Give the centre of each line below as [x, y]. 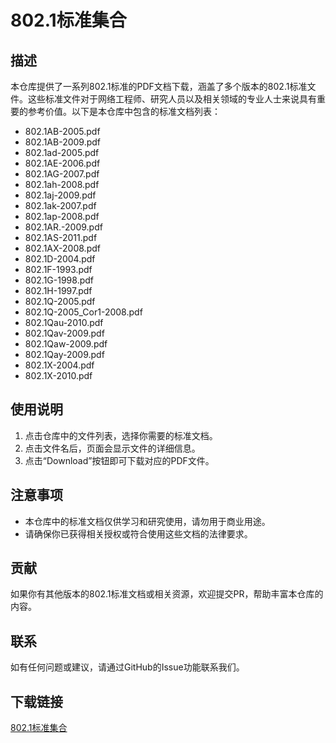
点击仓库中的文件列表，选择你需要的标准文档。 [121, 435]
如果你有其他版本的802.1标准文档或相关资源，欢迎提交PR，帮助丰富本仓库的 [167, 594]
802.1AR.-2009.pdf [63, 227]
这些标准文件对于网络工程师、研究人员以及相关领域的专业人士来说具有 [172, 99]
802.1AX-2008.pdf [62, 248]
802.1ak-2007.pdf [60, 205]
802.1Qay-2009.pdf [64, 354]
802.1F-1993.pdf [58, 269]
